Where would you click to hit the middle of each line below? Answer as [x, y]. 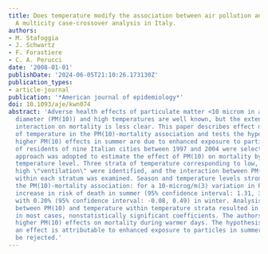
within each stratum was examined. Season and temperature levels [128, 179]
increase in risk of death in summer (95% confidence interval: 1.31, [135, 193]
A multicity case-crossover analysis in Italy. [96, 23]
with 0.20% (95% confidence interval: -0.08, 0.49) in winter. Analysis [139, 201]
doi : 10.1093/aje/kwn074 [49, 104]
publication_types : [41, 82]
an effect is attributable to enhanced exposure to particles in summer [139, 231]
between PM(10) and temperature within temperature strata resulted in [137, 208]
